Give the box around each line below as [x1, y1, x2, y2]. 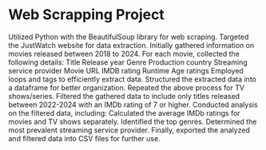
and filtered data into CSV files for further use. [8, 133, 161, 143]
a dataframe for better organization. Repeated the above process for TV [8, 82, 245, 93]
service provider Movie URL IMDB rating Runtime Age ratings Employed [8, 65, 244, 75]
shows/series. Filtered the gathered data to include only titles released [8, 91, 240, 101]
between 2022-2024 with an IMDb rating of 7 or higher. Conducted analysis [8, 100, 258, 109]
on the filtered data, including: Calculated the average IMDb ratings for [8, 108, 241, 117]
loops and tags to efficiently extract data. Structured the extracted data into [8, 74, 257, 84]
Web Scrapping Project [8, 6, 165, 24]
